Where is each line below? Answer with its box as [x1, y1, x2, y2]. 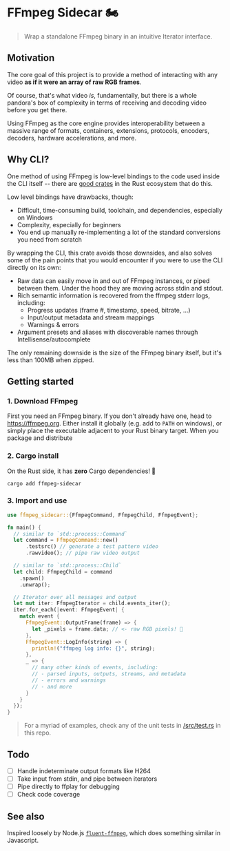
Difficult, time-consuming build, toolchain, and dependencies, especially [17, 206, 222, 214]
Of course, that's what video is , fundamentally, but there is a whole [7, 91, 198, 99]
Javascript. [7, 837, 39, 845]
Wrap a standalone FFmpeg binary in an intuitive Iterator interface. [23, 32, 213, 41]
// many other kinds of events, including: [32, 664, 158, 671]
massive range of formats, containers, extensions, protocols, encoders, [7, 126, 210, 134]
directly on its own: [7, 263, 61, 271]
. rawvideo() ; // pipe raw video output [25, 549, 140, 557]
